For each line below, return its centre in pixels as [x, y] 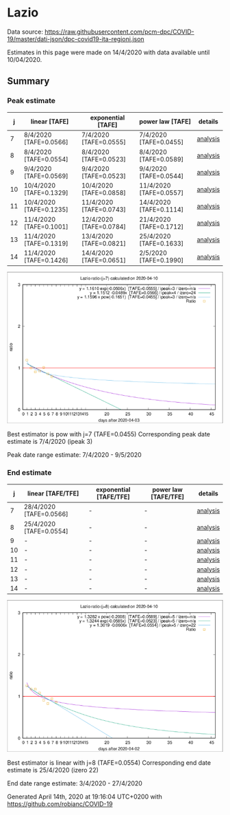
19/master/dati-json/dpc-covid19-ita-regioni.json [76, 38]
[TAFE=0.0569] [46, 176]
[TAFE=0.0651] [104, 260]
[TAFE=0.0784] [104, 226]
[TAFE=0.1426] [46, 260]
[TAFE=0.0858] [104, 193]
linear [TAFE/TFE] [53, 493]
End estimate [29, 473]
